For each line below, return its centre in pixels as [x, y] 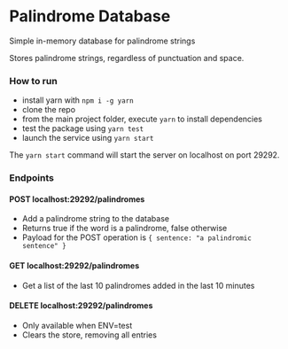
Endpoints [32, 178]
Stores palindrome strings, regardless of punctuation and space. [127, 58]
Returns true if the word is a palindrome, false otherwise [125, 229]
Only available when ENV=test [77, 325]
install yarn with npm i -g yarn [78, 100]
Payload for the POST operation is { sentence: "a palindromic [137, 237]
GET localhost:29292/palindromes [74, 265]
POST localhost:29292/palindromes [77, 199]
